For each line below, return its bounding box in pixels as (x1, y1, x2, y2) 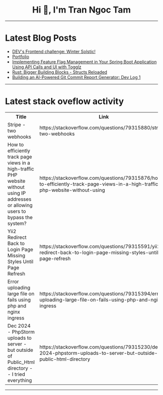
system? (7, 220, 27, 227)
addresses (7, 196, 32, 203)
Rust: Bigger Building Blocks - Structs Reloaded (12, 69, 108, 75)
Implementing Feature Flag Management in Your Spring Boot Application (12, 59, 157, 64)
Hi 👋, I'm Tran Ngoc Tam (32, 4, 131, 16)
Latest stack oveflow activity (5, 96, 124, 107)
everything (7, 377, 33, 383)
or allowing (7, 202, 33, 208)
